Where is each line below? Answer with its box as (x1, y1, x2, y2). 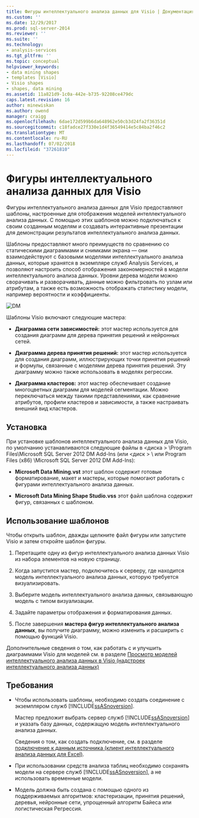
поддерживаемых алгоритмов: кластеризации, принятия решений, (14, 792, 185, 800)
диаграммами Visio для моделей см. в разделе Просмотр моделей (6, 651, 178, 658)
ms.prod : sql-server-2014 (6, 25, 70, 31)
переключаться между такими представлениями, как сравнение (14, 392, 181, 400)
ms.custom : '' (6, 14, 41, 20)
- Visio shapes (6, 81, 44, 86)
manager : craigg (6, 113, 46, 119)
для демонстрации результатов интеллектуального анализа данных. (6, 229, 181, 236)
